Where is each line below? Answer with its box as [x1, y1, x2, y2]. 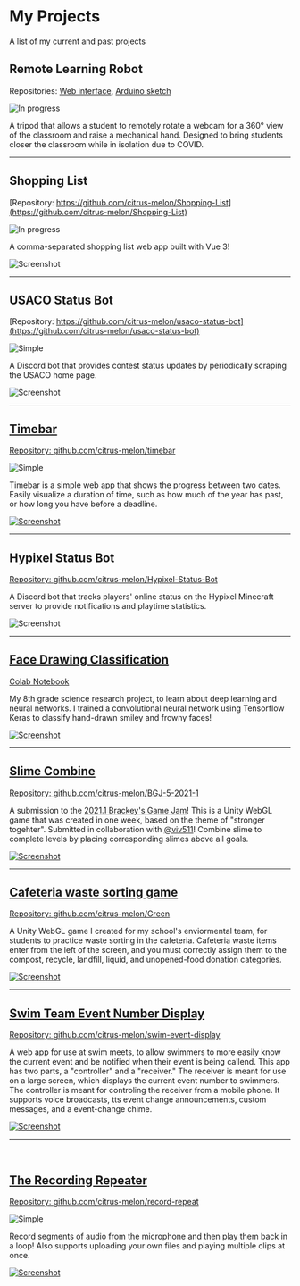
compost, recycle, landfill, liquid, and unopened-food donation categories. [9, 954, 283, 965]
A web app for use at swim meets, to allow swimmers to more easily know [9, 1047, 281, 1057]
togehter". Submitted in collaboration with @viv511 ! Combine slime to [9, 823, 262, 834]
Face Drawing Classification [9, 652, 170, 667]
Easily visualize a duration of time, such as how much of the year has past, [9, 489, 284, 500]
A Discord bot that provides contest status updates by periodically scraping [9, 360, 287, 372]
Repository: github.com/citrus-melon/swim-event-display [9, 1030, 221, 1040]
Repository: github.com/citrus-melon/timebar [9, 445, 176, 456]
